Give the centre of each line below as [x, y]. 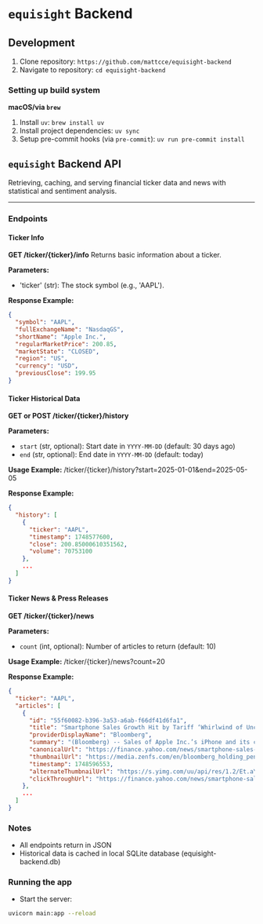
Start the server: [46, 899]
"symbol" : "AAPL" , [45, 323]
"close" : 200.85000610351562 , [78, 544]
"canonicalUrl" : [55, 750]
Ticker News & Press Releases [58, 598]
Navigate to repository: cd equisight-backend [92, 70]
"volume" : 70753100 [60, 551]
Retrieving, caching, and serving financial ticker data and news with [117, 183]
